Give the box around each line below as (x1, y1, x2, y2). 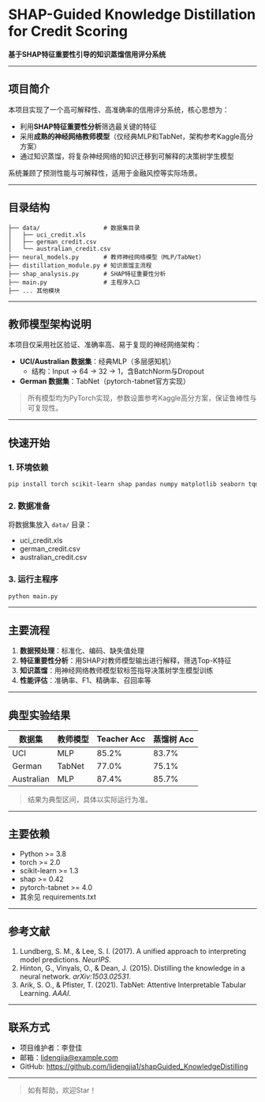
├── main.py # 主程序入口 (8, 278, 140, 286)
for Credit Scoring (8, 22, 129, 40)
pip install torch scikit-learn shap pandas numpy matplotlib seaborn (8, 480, 245, 488)
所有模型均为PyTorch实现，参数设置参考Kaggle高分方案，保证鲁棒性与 (27, 393, 257, 403)
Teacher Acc (96, 733, 146, 744)
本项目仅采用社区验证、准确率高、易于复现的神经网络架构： (8, 340, 202, 350)
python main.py (8, 592, 58, 600)
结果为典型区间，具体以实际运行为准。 (27, 795, 152, 805)
